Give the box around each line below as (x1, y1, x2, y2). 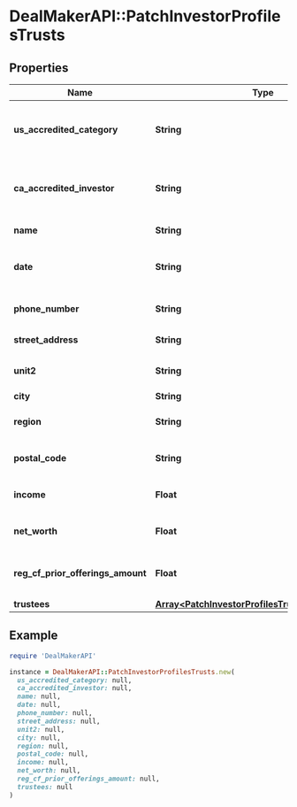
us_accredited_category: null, (17, 675, 133, 685)
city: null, (17, 733, 62, 742)
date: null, (17, 701, 62, 710)
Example (9, 628, 58, 643)
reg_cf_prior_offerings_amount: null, (17, 774, 161, 784)
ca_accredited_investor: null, (17, 684, 133, 693)
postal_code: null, (17, 749, 89, 758)
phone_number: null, (17, 709, 93, 718)
